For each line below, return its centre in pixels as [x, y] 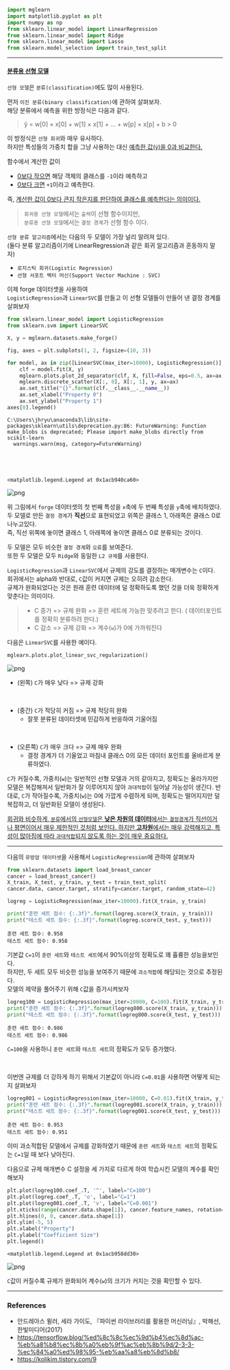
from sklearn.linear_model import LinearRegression [82, 29]
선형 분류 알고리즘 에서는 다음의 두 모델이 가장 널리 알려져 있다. [88, 237]
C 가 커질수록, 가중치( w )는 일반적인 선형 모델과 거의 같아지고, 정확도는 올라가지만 [113, 778]
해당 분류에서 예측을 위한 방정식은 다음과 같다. [68, 110]
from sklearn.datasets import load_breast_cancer [79, 870]
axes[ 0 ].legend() [32, 407]
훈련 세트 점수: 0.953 [35, 1125]
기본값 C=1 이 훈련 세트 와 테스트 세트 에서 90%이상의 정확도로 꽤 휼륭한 [98, 954]
